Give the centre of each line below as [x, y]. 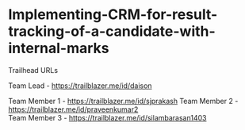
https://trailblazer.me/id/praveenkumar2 [73, 109]
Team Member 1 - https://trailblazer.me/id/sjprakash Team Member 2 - [123, 101]
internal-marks [59, 48]
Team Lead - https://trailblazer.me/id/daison [80, 86]
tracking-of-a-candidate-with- [112, 31]
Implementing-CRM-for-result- [113, 15]
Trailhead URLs [33, 70]
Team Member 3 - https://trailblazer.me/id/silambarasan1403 [107, 117]
